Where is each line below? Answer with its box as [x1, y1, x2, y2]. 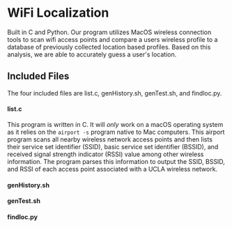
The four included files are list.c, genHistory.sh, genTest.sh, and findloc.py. [7, 89, 222, 97]
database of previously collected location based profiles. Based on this [7, 43, 211, 51]
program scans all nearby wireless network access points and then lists [7, 135, 212, 144]
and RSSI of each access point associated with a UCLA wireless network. [7, 165, 218, 173]
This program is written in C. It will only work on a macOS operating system [7, 120, 224, 128]
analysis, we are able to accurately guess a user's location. [7, 50, 177, 59]
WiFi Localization [7, 5, 109, 21]
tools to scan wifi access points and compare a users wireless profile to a [7, 35, 218, 43]
